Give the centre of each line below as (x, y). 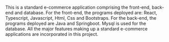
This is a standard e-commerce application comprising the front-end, (78, 7)
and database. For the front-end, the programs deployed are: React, (86, 13)
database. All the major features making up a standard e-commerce (77, 29)
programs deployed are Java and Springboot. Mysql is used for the (76, 23)
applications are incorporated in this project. (52, 34)
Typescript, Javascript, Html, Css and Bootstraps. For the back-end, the (81, 18)
